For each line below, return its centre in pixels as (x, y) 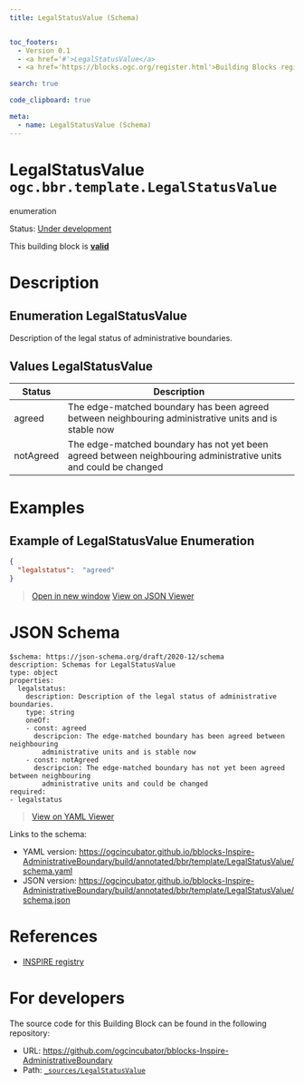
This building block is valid (59, 246)
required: (28, 791)
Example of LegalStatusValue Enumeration (132, 541)
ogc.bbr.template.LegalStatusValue (143, 187)
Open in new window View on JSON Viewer (113, 596)
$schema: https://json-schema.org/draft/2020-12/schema (117, 657)
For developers (67, 998)
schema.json (46, 900)
